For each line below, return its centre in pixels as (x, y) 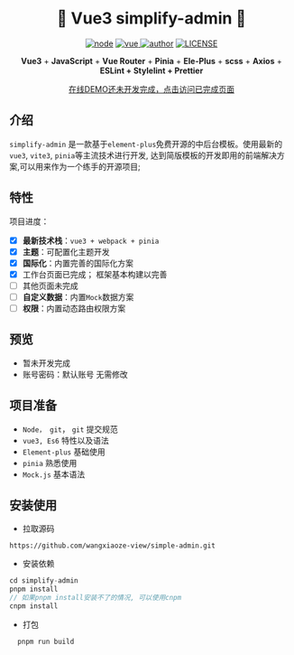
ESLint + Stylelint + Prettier (152, 70)
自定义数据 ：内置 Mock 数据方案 (78, 296)
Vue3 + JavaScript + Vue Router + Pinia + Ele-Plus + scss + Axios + (152, 61)
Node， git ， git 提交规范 (70, 429)
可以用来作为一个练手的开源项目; (80, 166)
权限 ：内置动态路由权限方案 (74, 308)
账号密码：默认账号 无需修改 (75, 374)
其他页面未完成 (50, 285)
